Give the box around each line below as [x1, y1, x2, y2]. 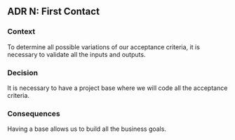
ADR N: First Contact [7, 6, 100, 18]
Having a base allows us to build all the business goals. [7, 125, 167, 133]
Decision [7, 68, 39, 77]
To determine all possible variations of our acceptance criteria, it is [7, 42, 200, 51]
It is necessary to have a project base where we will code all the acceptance [7, 84, 228, 92]
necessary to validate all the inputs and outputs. [7, 50, 146, 58]
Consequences [7, 108, 61, 118]
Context [7, 27, 36, 37]
